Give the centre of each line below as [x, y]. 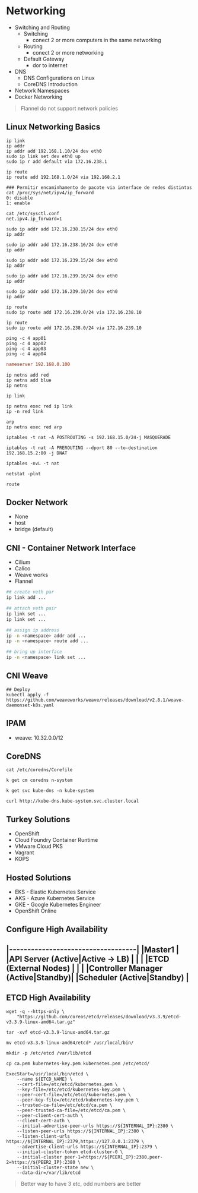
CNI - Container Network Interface [71, 548]
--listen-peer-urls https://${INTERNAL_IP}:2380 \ [81, 1131]
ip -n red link [25, 411]
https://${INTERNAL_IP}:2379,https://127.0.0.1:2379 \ [75, 1141]
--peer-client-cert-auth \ [50, 1115]
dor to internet [50, 65]
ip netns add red [28, 375]
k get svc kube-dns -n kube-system [50, 791]
